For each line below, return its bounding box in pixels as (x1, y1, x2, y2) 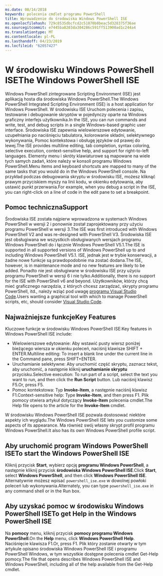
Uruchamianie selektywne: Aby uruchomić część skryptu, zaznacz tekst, (12, 361, 158, 367)
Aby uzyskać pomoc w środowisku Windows (5, 502, 144, 510)
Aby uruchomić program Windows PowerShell (5, 442, 148, 450)
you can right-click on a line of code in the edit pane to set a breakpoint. (5, 189, 150, 195)
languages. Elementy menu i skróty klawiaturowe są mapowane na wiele (5, 153, 150, 159)
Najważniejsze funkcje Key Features (5, 313, 116, 321)
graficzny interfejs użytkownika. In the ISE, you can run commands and (5, 116, 146, 122)
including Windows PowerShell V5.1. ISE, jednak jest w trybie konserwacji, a (5, 252, 157, 258)
